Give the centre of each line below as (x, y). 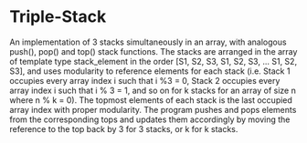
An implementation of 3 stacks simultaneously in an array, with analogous (148, 42)
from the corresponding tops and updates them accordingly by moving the (150, 119)
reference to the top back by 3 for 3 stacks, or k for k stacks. (124, 128)
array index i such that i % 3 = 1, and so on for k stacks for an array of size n (153, 90)
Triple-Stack (58, 17)
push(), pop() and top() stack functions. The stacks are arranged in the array (153, 51)
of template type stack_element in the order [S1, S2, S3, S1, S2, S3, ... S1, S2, (153, 61)
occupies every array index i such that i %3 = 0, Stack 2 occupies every (145, 80)
